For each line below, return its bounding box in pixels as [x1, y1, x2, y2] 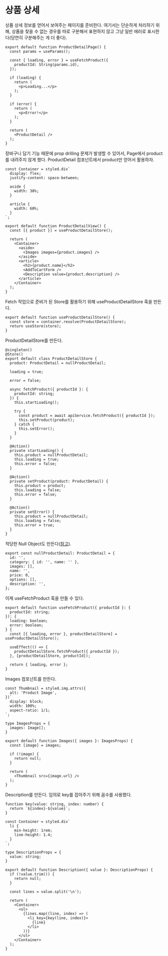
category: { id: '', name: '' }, [9, 559, 79, 565]
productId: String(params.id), [14, 62, 79, 67]
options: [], [9, 577, 37, 582]
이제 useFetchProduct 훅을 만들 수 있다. [5, 595, 84, 601]
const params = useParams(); [9, 49, 70, 54]
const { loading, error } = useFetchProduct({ [9, 58, 108, 63]
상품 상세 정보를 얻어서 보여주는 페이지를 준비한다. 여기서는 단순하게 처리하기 [5, 22, 155, 28]
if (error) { [9, 101, 37, 107]
